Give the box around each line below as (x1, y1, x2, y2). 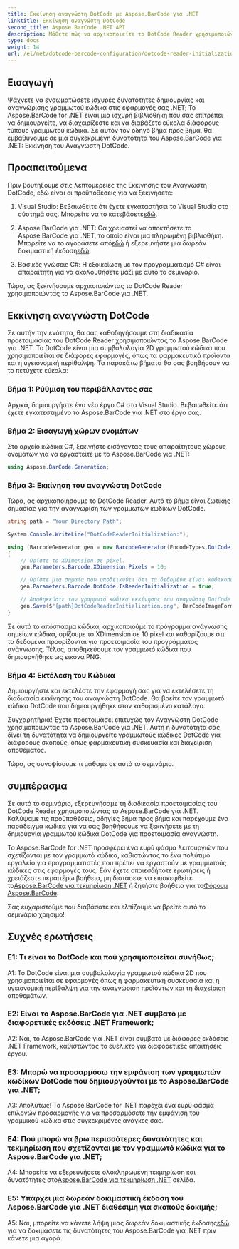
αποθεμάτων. (7, 991, 48, 999)
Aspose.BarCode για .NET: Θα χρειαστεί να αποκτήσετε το (17, 223, 192, 232)
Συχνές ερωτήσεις (7, 931, 94, 943)
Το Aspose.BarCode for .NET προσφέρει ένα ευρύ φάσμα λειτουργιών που (7, 843, 229, 852)
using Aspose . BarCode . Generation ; (7, 463, 110, 471)
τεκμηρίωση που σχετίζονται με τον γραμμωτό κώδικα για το (7, 1143, 225, 1153)
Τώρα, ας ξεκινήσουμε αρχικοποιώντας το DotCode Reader (7, 281, 184, 290)
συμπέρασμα (7, 780, 68, 792)
